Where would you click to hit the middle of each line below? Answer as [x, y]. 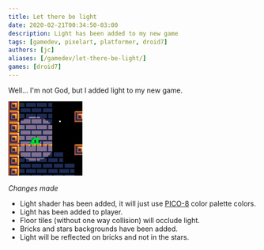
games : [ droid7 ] [35, 67]
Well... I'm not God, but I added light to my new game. [96, 90]
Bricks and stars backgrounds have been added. [98, 229]
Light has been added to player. [71, 212]
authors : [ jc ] [32, 50]
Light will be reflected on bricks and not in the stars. [104, 237]
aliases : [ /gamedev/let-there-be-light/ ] [77, 59]
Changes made [33, 188]
